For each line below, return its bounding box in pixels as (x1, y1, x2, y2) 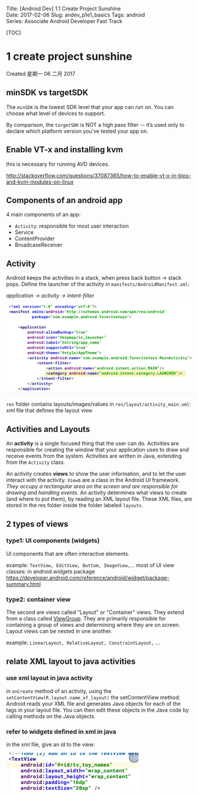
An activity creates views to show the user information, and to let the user (6, 470, 187, 478)
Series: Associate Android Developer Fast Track (6, 18, 123, 24)
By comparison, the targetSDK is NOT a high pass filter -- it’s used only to (6, 121, 185, 128)
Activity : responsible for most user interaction (14, 222, 129, 230)
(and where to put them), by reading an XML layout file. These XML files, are (6, 495, 192, 502)
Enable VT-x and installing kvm (6, 145, 124, 155)
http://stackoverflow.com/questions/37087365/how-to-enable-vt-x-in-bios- (6, 172, 191, 179)
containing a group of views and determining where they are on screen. (6, 622, 180, 629)
